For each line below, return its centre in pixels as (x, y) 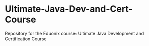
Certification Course (26, 39)
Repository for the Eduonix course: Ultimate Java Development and (74, 33)
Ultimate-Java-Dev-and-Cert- (69, 9)
